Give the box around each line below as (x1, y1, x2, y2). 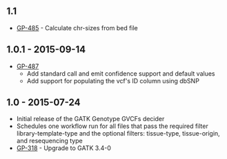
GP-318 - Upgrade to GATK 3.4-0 (16, 144, 111, 152)
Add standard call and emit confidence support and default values (26, 69, 215, 78)
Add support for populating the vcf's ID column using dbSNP (26, 76, 199, 85)
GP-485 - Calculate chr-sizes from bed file (16, 23, 139, 32)
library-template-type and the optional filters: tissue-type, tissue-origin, (16, 129, 220, 138)
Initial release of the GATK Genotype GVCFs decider (16, 115, 165, 123)
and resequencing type (16, 137, 83, 145)
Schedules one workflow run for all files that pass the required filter (16, 122, 208, 130)
